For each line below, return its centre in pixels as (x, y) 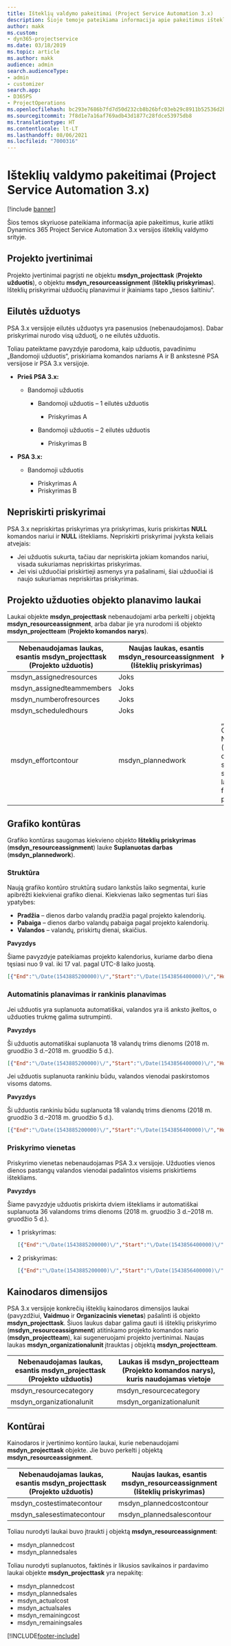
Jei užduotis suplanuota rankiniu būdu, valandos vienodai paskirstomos (108, 1076)
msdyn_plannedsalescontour (165, 1515)
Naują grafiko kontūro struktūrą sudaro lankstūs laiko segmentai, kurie (107, 887)
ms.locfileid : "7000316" (43, 142)
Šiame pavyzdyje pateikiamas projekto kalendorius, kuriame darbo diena (110, 957)
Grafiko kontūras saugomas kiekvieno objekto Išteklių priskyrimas (102, 841)
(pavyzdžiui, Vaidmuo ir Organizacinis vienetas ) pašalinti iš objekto (104, 1316)
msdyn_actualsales (44, 1608)
